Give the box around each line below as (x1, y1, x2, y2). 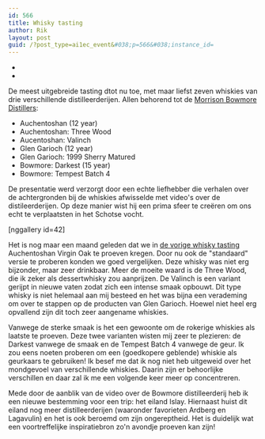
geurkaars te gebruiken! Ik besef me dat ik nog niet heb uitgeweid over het (8, 357, 252, 366)
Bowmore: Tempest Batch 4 (19, 169, 111, 179)
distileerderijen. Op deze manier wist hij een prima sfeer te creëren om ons (8, 201, 252, 210)
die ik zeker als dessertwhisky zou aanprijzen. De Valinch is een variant (8, 274, 241, 283)
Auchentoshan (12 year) (19, 119, 98, 128)
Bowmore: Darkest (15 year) (19, 161, 111, 170)
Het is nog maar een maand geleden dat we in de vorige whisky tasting (8, 240, 240, 250)
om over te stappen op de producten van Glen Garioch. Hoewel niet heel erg (8, 299, 257, 308)
